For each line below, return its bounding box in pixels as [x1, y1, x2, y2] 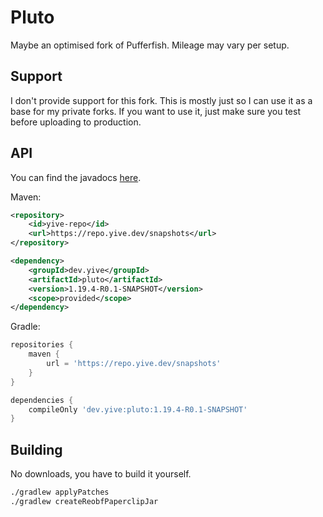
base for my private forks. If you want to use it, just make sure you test [10, 105, 302, 117]
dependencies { [10, 395, 74, 405]
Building [10, 441, 63, 458]
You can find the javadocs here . [10, 171, 142, 183]
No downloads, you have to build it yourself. [10, 468, 192, 480]
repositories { [10, 340, 74, 350]
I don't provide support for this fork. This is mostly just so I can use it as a [10, 94, 313, 106]
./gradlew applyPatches [10, 487, 110, 498]
